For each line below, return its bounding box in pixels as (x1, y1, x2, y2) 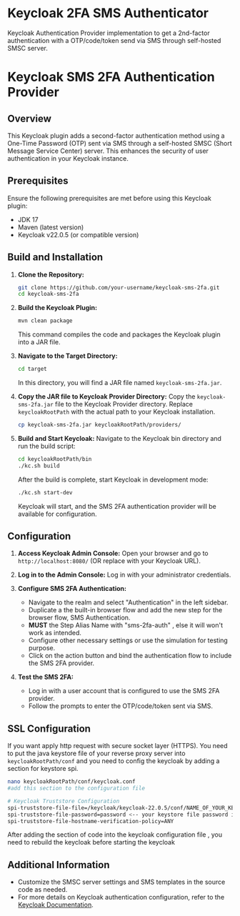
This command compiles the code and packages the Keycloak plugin (17, 330, 221, 339)
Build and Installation (7, 252, 104, 264)
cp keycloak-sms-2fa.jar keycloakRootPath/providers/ (17, 422, 181, 429)
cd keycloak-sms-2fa (17, 291, 79, 298)
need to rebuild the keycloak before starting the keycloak (7, 838, 175, 847)
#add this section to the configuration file (7, 785, 145, 792)
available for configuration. (17, 509, 98, 518)
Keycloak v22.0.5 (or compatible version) (17, 230, 139, 239)
